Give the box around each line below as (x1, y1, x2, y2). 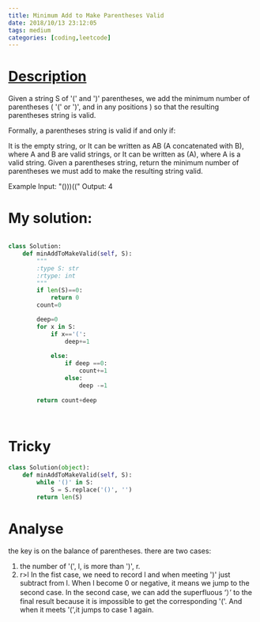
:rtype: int (36, 272, 77, 280)
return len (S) (36, 493, 83, 501)
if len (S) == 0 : (36, 286, 83, 295)
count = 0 (36, 301, 62, 309)
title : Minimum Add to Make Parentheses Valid (8, 11, 164, 20)
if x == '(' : (50, 330, 87, 338)
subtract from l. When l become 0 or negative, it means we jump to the (19, 578, 251, 587)
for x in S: (36, 322, 77, 330)
